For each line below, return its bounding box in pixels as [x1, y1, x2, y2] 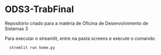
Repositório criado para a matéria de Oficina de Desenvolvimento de [5, 20, 148, 26]
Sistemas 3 [5, 25, 29, 31]
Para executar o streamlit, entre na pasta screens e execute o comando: [5, 35, 156, 41]
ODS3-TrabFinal [5, 4, 74, 15]
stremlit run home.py [9, 45, 56, 50]
